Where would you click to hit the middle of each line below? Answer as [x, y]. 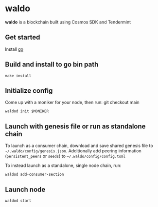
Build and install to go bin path [52, 65]
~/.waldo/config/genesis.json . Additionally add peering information [73, 151]
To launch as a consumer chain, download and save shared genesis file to [79, 146]
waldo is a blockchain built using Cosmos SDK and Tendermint [68, 22]
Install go [14, 49]
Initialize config [29, 91]
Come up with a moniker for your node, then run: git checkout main [72, 103]
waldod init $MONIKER [27, 111]
